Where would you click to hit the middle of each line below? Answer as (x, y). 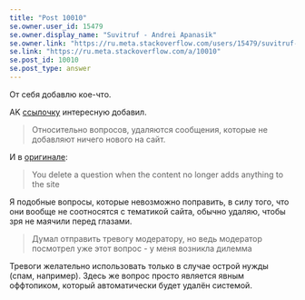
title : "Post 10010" (49, 18)
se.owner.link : (38, 43)
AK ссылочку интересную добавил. (78, 112)
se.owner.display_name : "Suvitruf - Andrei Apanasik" (113, 35)
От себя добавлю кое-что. (60, 94)
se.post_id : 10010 (44, 60)
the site (46, 184)
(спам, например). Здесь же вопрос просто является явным (127, 275)
